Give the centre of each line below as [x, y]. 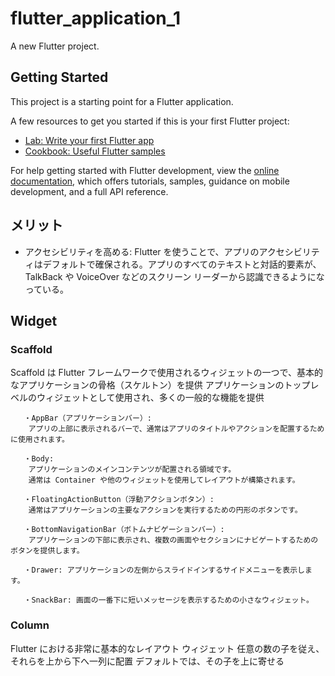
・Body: [39, 459]
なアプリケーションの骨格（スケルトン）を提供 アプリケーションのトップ [160, 385]
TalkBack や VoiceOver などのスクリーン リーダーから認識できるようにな [174, 276]
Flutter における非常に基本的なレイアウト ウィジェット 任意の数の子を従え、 [167, 648]
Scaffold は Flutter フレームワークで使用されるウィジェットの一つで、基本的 [166, 373]
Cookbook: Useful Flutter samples [95, 151]
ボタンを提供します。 [47, 551]
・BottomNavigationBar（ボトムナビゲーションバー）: [124, 530]
